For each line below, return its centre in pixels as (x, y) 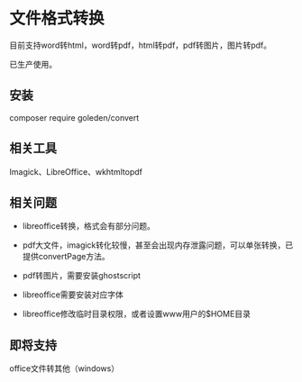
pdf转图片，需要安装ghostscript (82, 276)
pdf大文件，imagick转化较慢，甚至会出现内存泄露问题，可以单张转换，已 (158, 245)
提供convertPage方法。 (66, 257)
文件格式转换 (57, 18)
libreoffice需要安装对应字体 (73, 295)
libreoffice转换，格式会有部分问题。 (89, 226)
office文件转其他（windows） (64, 368)
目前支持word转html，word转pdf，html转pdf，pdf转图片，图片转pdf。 (141, 45)
